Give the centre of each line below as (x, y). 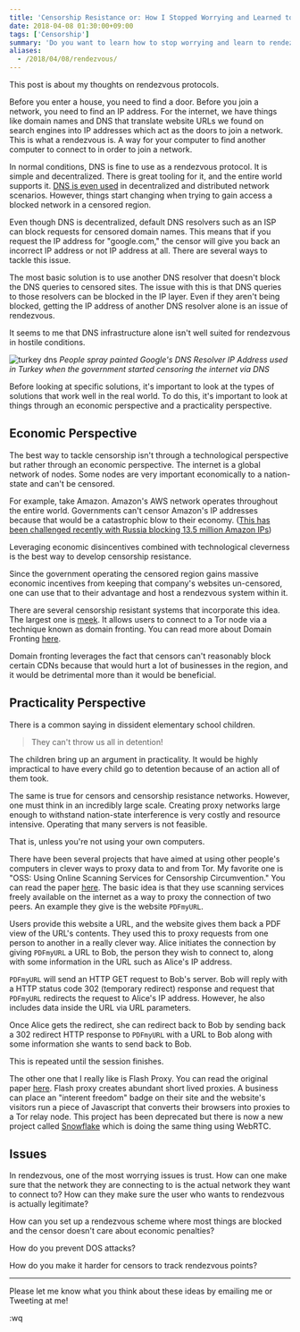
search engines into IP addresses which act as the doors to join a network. (146, 130)
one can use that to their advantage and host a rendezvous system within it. (149, 592)
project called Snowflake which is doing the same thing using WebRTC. (140, 1126)
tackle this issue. (40, 260)
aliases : (25, 51)
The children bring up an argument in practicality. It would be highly (134, 759)
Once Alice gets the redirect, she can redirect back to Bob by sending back (147, 1024)
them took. (29, 778)
